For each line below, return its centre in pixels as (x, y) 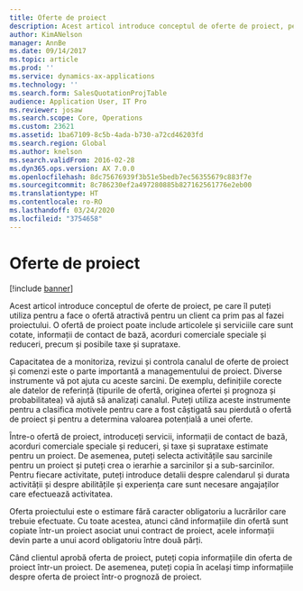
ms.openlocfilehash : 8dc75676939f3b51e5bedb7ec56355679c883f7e (131, 177)
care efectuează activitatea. (61, 494)
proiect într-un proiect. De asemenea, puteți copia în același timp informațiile (151, 567)
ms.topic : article (44, 59)
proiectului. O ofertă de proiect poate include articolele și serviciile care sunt (151, 324)
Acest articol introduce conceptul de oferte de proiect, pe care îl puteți (140, 305)
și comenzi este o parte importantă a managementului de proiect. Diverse (146, 371)
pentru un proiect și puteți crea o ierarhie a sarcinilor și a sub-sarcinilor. (142, 465)
